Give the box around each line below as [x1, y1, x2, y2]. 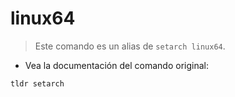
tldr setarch [10, 78, 65, 89]
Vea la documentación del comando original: [24, 59, 209, 71]
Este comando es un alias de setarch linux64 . [34, 40, 226, 52]
